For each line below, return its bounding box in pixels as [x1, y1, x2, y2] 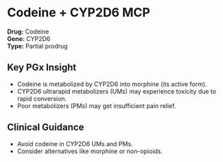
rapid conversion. [16, 94, 67, 103]
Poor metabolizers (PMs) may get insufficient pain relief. [16, 101, 176, 110]
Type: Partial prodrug [7, 42, 68, 50]
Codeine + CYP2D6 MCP [7, 5, 151, 21]
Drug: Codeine [7, 27, 49, 36]
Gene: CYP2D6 [7, 34, 51, 42]
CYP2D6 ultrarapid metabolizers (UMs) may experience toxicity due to [16, 87, 217, 95]
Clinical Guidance [7, 122, 84, 133]
